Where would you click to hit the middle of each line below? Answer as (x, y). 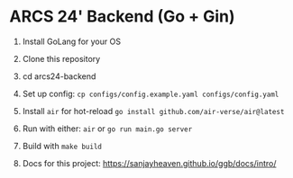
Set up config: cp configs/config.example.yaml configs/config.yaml (151, 93)
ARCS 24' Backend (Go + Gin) (123, 17)
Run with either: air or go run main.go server (107, 129)
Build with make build (62, 146)
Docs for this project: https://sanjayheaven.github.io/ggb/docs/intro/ (149, 163)
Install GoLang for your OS (72, 41)
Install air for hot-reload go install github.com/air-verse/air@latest (153, 111)
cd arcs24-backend (59, 76)
